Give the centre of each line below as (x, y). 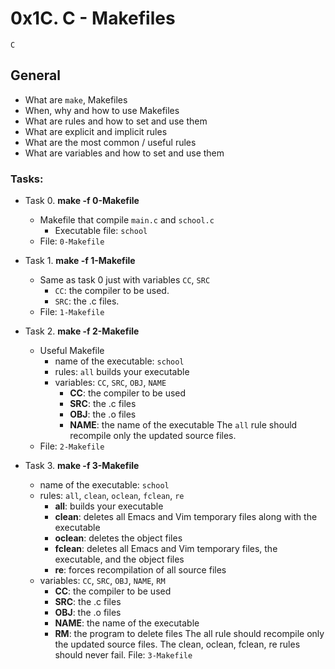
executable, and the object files (119, 559)
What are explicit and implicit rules (96, 131)
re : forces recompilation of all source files (140, 570)
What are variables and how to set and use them (124, 153)
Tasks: (27, 179)
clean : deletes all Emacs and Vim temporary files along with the (186, 517)
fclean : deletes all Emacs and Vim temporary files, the (166, 549)
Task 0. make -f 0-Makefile (82, 201)
